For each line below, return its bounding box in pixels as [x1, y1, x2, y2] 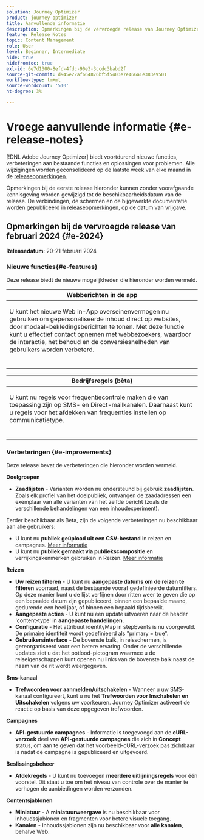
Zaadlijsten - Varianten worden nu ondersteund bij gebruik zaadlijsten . [15, 486, 194, 493]
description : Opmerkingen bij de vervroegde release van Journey [6, 26, 175, 32]
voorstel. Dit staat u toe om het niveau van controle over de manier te [15, 778, 188, 786]
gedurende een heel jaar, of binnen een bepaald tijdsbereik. [15, 604, 165, 611]
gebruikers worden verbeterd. [9, 345, 95, 354]
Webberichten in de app [66, 290, 138, 299]
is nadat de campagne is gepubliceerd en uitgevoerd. [15, 748, 149, 756]
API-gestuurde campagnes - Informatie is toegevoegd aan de [15, 729, 172, 736]
